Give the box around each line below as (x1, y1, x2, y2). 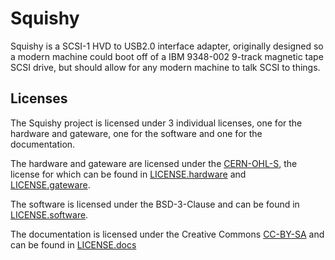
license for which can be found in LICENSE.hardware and (10, 168, 247, 180)
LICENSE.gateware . (10, 178, 91, 191)
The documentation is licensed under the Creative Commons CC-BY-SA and (10, 228, 325, 240)
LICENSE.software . (10, 208, 89, 221)
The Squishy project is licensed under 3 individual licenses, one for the (10, 117, 303, 129)
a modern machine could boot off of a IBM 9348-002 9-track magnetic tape (10, 50, 324, 62)
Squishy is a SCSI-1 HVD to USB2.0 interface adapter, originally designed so (10, 40, 324, 52)
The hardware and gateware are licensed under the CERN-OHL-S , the (10, 157, 298, 169)
